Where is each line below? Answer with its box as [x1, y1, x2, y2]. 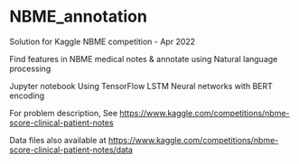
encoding [9, 90, 45, 101]
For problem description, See [9, 107, 118, 118]
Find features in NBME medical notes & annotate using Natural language [9, 53, 278, 64]
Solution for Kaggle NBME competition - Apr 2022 [9, 36, 196, 47]
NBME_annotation [9, 6, 147, 27]
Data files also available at [9, 134, 107, 145]
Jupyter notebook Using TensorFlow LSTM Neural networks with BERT [9, 80, 274, 91]
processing [9, 63, 51, 74]
